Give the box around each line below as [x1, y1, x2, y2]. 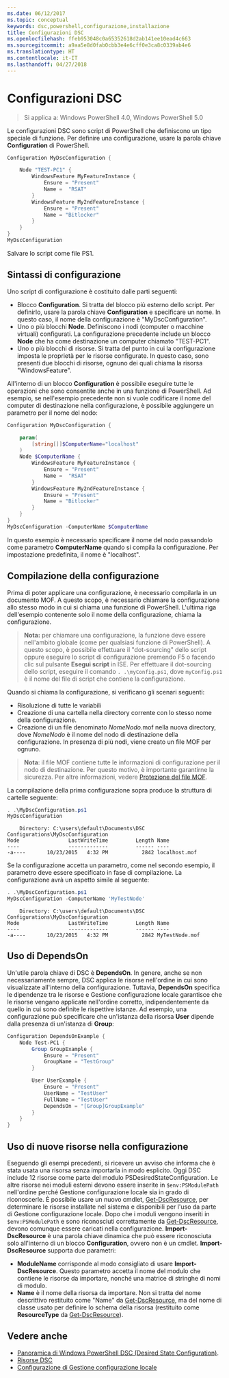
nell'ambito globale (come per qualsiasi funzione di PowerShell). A [23, 638, 211, 646]
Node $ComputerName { [19, 453, 81, 460]
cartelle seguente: [7, 793, 58, 801]
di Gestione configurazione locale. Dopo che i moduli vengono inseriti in [7, 1209, 210, 1218]
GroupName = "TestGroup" [43, 1059, 115, 1065]
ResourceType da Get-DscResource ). [16, 1310, 124, 1318]
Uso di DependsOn [7, 950, 89, 962]
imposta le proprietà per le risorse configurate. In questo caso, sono [16, 351, 209, 360]
